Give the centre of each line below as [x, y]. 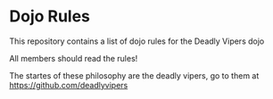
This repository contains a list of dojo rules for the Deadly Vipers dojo [137, 41]
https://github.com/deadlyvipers [69, 85]
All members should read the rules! [74, 58]
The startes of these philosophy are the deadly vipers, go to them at [134, 75]
